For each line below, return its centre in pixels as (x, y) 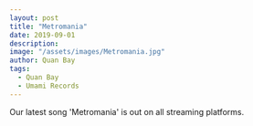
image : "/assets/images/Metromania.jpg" (88, 52)
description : (34, 43)
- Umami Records (48, 86)
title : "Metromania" (49, 26)
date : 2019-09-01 (42, 35)
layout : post (34, 18)
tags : (20, 69)
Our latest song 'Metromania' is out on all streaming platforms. (127, 111)
